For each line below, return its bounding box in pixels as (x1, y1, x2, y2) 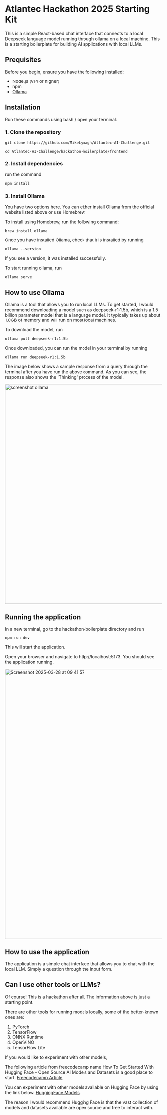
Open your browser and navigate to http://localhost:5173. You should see (5, 654, 155, 660)
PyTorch (12, 1024, 30, 1030)
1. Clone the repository (5, 129, 61, 136)
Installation (5, 103, 41, 112)
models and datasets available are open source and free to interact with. (5, 1104, 154, 1110)
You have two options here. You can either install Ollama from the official (5, 204, 154, 210)
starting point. (5, 999, 34, 1005)
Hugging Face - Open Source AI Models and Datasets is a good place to (5, 1069, 153, 1075)
